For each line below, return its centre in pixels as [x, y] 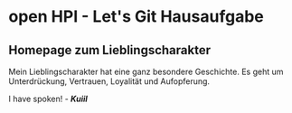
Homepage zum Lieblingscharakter [110, 50]
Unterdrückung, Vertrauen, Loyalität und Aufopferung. [109, 81]
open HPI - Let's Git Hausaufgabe [136, 17]
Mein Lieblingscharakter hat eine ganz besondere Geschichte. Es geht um [146, 71]
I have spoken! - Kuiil [48, 99]
